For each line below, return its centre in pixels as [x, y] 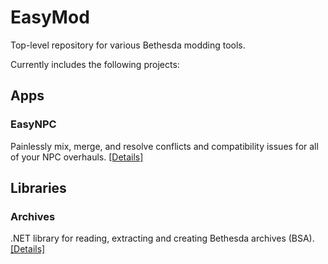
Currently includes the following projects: [95, 64]
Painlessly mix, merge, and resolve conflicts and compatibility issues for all [164, 146]
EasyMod [50, 17]
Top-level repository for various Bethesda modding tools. [128, 45]
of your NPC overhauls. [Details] [77, 157]
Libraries [38, 188]
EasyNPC [33, 124]
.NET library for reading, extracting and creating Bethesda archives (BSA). [162, 238]
